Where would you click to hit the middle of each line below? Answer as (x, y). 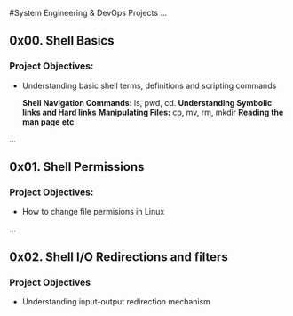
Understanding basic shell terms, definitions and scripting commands (149, 85)
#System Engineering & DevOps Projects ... (88, 13)
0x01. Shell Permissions (77, 167)
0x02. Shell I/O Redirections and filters (119, 257)
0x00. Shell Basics (62, 41)
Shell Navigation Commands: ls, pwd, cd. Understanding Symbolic (147, 102)
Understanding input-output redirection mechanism (116, 302)
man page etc (48, 122)
